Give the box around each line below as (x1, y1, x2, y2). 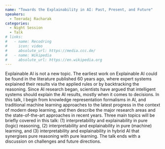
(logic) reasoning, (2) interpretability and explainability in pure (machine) (5, 123, 152, 129)
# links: (5, 35, 23, 40)
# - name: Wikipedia (5, 52, 52, 58)
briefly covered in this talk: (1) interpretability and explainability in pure (5, 118, 148, 124)
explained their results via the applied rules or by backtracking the (5, 81, 139, 87)
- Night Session (9, 25, 43, 30)
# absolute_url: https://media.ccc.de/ (5, 48, 96, 53)
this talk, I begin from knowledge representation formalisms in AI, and (5, 97, 146, 103)
